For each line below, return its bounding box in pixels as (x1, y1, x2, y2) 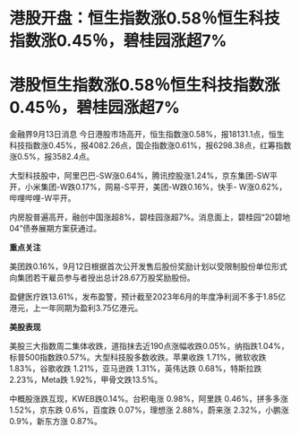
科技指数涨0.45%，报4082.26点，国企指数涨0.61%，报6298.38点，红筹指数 (9, 140, 292, 151)
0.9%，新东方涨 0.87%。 (9, 416, 103, 427)
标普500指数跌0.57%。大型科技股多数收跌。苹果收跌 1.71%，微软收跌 (9, 352, 267, 363)
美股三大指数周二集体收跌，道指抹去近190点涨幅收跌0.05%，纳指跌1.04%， (9, 341, 289, 352)
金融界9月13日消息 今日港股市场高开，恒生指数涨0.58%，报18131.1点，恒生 (9, 129, 285, 140)
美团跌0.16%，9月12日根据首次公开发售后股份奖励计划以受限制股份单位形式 (9, 261, 288, 272)
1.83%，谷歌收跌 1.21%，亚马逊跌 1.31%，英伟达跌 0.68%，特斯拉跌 (9, 363, 262, 374)
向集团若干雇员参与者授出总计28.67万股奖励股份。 (9, 273, 195, 283)
